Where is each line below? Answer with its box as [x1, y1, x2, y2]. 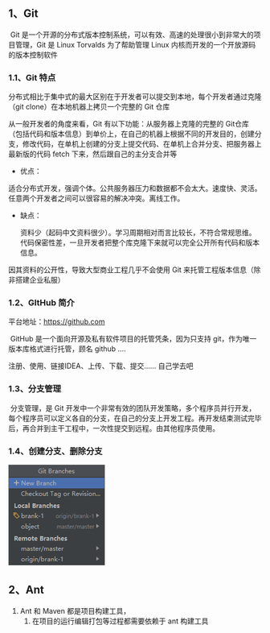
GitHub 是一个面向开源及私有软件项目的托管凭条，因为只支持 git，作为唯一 [10, 334, 257, 344]
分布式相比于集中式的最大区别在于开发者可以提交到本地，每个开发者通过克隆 [8, 92, 262, 101]
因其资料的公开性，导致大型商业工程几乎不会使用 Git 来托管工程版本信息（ [8, 265, 255, 275]
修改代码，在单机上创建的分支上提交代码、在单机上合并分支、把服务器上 [22, 139, 262, 149]
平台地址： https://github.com [8, 316, 105, 327]
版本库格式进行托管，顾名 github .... [8, 344, 126, 354]
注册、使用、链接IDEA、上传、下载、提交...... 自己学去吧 [8, 361, 194, 371]
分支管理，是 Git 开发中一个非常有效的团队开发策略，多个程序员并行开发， [10, 403, 256, 412]
